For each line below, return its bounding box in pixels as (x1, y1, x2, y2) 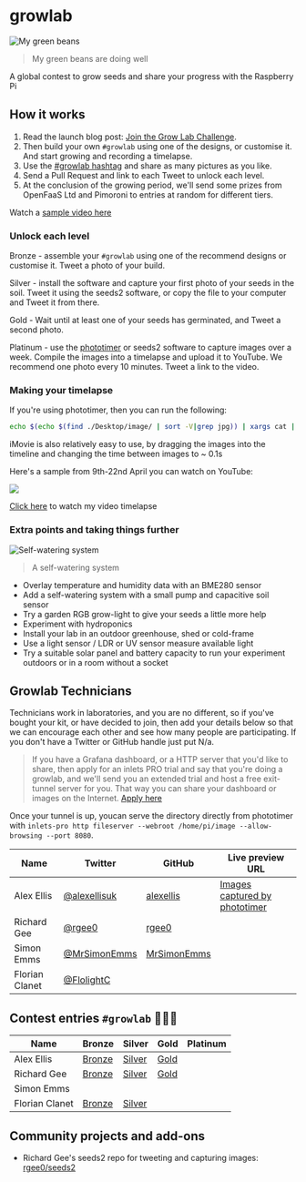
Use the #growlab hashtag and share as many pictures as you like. (22, 160, 272, 171)
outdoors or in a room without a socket (22, 657, 168, 667)
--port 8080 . (46, 830, 94, 841)
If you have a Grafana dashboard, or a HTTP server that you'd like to (31, 754, 289, 765)
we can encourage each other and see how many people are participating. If (9, 727, 297, 738)
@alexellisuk (63, 890, 117, 902)
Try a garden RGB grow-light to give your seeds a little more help (22, 608, 267, 619)
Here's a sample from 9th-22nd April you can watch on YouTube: (9, 466, 253, 477)
